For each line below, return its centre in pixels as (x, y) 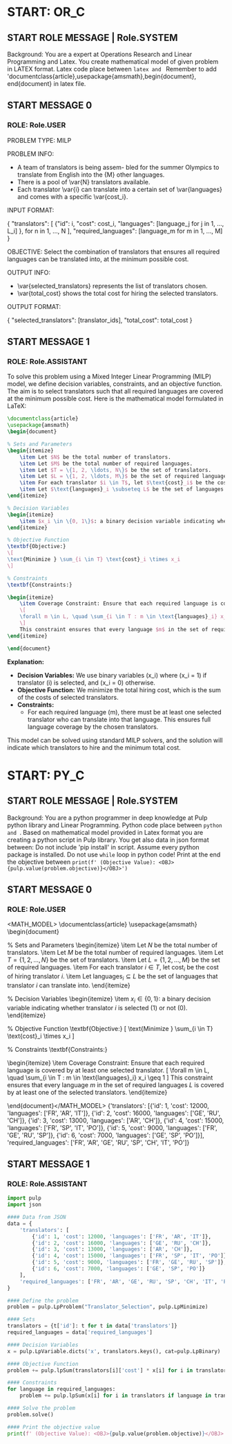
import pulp (24, 1198)
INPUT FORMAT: (31, 210)
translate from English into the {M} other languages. (91, 175)
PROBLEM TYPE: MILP (39, 140)
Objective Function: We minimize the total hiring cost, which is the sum (119, 689)
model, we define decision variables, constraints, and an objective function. (115, 384)
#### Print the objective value (54, 1427)
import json (24, 1205)
